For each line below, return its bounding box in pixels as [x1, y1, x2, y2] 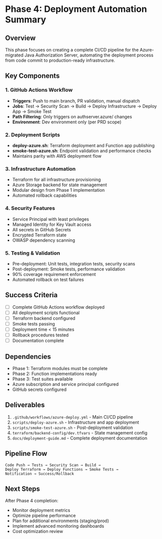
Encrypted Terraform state [12, 232, 67, 238]
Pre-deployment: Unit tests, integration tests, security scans [12, 261, 135, 267]
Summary [5, 14, 46, 25]
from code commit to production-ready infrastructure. [5, 57, 115, 63]
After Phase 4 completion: [5, 498, 58, 504]
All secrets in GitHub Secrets [12, 226, 71, 232]
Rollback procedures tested [12, 332, 69, 338]
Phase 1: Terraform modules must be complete [12, 365, 108, 371]
